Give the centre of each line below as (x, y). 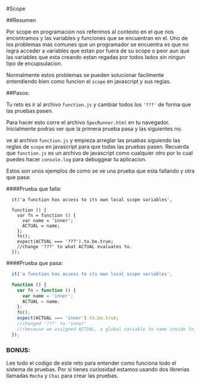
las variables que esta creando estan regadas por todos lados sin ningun (96, 57)
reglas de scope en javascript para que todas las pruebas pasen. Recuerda (98, 147)
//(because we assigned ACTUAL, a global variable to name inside (101, 329)
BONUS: (19, 350)
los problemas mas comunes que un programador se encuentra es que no (98, 44)
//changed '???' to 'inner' (52, 324)
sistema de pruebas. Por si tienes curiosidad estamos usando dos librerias (98, 369)
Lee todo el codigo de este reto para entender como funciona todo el (91, 363)
